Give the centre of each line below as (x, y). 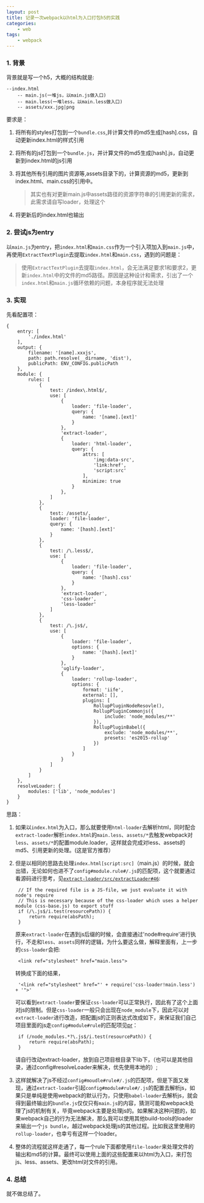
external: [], (100, 695)
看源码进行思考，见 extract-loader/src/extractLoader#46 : (88, 878)
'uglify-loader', (83, 668)
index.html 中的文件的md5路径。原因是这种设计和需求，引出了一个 (110, 275)
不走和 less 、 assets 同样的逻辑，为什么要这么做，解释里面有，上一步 (112, 941)
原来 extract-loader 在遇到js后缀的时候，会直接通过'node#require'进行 (103, 934)
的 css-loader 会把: (38, 949)
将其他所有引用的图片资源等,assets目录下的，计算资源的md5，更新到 (102, 174)
